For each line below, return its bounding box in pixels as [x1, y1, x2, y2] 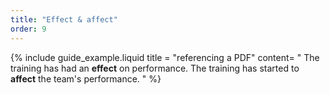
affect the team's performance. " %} [10, 72, 162, 85]
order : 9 [10, 24, 47, 34]
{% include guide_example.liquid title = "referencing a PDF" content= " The [10, 51, 320, 63]
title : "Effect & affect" [10, 14, 118, 25]
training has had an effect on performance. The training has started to [10, 62, 300, 74]
